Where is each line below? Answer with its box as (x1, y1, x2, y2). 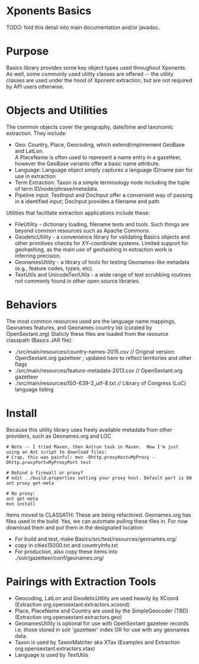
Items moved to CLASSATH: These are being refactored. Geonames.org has (6, 511, 191, 518)
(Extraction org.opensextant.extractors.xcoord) (14, 601, 130, 608)
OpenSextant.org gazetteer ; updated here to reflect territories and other (14, 354, 192, 361)
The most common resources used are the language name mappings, (6, 317, 176, 325)
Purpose (6, 44, 49, 58)
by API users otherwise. (6, 83, 65, 90)
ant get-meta (6, 496, 38, 502)
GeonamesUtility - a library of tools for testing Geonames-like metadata (14, 258, 190, 265)
